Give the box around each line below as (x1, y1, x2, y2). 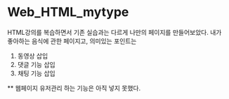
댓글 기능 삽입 (17, 60, 55, 68)
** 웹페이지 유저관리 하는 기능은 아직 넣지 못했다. (7, 84, 141, 92)
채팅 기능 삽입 (17, 69, 55, 77)
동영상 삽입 (17, 52, 48, 60)
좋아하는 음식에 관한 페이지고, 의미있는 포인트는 (7, 36, 137, 45)
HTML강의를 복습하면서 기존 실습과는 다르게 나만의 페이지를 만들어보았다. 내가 (7, 28, 222, 36)
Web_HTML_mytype (7, 4, 129, 20)
